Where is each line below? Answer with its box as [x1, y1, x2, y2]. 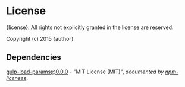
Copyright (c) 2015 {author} [6, 35, 74, 42]
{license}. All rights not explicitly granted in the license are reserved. [6, 24, 174, 31]
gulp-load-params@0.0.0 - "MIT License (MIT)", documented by [6, 68, 164, 75]
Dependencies [6, 52, 61, 63]
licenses [6, 74, 27, 81]
